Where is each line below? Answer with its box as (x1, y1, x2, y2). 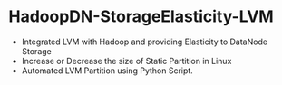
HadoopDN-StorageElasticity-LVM (8, 6, 274, 27)
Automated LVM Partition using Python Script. (21, 65, 194, 76)
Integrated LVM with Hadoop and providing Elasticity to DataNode (21, 36, 268, 47)
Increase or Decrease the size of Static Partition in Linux (21, 55, 232, 66)
